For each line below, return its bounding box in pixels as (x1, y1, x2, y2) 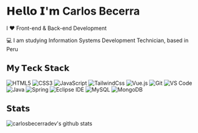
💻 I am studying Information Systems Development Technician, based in (6, 37, 189, 44)
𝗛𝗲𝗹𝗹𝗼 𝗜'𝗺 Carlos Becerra (6, 4, 140, 18)
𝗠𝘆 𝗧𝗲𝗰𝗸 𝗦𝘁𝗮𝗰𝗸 (6, 63, 70, 74)
